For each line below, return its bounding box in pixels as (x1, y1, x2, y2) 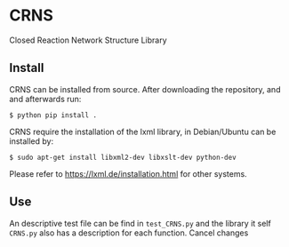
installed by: (9, 135, 54, 147)
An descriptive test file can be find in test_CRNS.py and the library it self (9, 218, 271, 228)
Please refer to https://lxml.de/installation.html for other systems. (9, 168, 247, 179)
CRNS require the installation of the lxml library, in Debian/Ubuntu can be (9, 126, 277, 137)
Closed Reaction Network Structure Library (9, 35, 167, 45)
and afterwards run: (9, 93, 82, 104)
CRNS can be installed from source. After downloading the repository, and (9, 84, 281, 94)
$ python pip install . (9, 110, 98, 120)
